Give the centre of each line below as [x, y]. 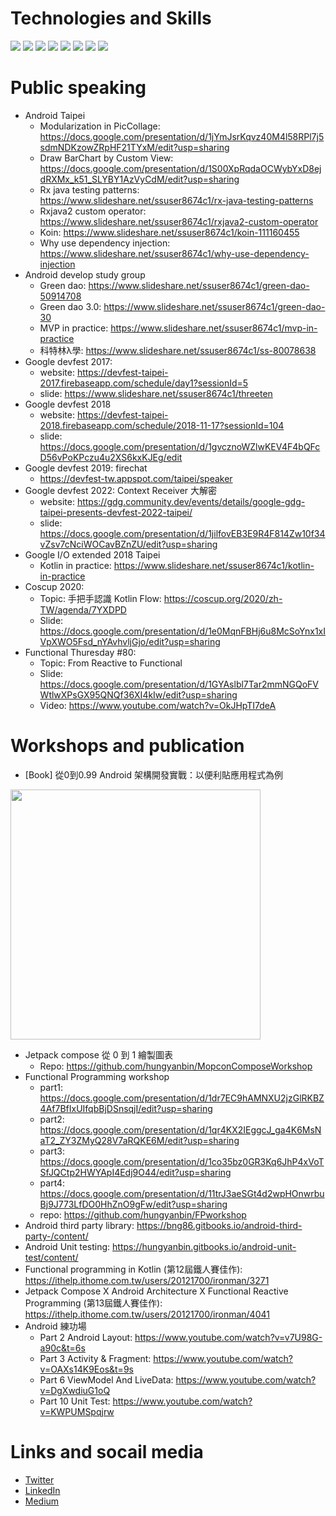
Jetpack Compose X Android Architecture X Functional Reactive [156, 1291]
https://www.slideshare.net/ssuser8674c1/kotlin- [214, 565]
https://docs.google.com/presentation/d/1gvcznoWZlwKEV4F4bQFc [180, 446]
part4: [52, 1183]
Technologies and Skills [111, 18]
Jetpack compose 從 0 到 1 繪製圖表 [99, 1054]
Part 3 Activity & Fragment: [95, 1358]
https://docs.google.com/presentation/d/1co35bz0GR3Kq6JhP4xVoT [182, 1161]
